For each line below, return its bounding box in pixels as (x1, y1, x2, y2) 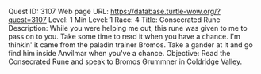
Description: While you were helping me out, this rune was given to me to (8, 24, 248, 32)
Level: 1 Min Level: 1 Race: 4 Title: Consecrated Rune (48, 15, 221, 24)
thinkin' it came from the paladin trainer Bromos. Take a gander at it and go (8, 40, 254, 50)
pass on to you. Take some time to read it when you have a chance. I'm (8, 31, 240, 41)
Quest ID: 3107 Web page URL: (8, 7, 109, 16)
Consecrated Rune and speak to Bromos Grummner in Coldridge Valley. (8, 57, 243, 66)
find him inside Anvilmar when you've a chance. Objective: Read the (8, 49, 231, 57)
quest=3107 (8, 15, 48, 24)
